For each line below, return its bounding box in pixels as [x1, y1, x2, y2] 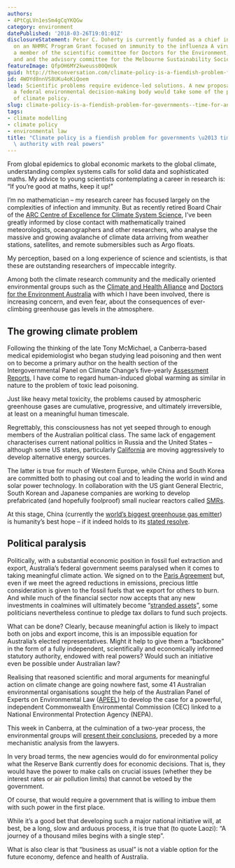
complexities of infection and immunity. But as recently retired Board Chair [7, 203, 222, 212]
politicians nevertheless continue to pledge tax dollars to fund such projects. [7, 608, 228, 617]
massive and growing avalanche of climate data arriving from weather [7, 233, 208, 242]
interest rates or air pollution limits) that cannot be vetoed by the [7, 774, 192, 782]
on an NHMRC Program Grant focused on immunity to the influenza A [13, 43, 215, 50]
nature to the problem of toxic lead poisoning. [7, 381, 138, 389]
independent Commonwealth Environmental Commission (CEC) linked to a [7, 703, 222, 711]
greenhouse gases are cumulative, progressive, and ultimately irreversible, [7, 402, 222, 410]
